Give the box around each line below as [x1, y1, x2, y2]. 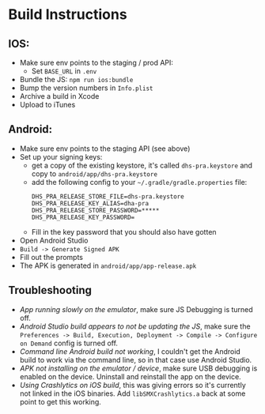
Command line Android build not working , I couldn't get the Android [19, 346, 241, 356]
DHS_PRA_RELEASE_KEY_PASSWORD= [31, 213, 135, 221]
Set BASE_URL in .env [31, 66, 97, 76]
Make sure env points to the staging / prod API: [19, 58, 174, 67]
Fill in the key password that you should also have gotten [31, 227, 217, 236]
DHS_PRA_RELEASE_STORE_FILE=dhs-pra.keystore [31, 192, 184, 201]
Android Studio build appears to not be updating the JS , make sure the [19, 322, 251, 331]
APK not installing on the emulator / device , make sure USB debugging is [19, 363, 258, 373]
